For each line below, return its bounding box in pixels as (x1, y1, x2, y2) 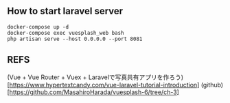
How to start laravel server (7, 5, 124, 17)
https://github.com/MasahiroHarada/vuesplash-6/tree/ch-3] (9, 88, 180, 96)
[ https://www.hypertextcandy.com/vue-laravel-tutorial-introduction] (7, 80, 200, 89)
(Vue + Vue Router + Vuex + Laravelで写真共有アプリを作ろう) (7, 73, 184, 81)
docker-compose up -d (7, 23, 69, 30)
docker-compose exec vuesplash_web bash (7, 29, 125, 36)
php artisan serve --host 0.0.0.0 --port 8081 (7, 35, 143, 42)
